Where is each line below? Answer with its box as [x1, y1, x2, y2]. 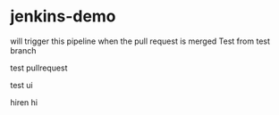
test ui [10, 79, 34, 90]
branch [10, 45, 37, 55]
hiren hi [10, 96, 38, 108]
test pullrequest [10, 62, 68, 73]
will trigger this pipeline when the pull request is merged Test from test [10, 36, 271, 46]
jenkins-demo [10, 6, 116, 27]
